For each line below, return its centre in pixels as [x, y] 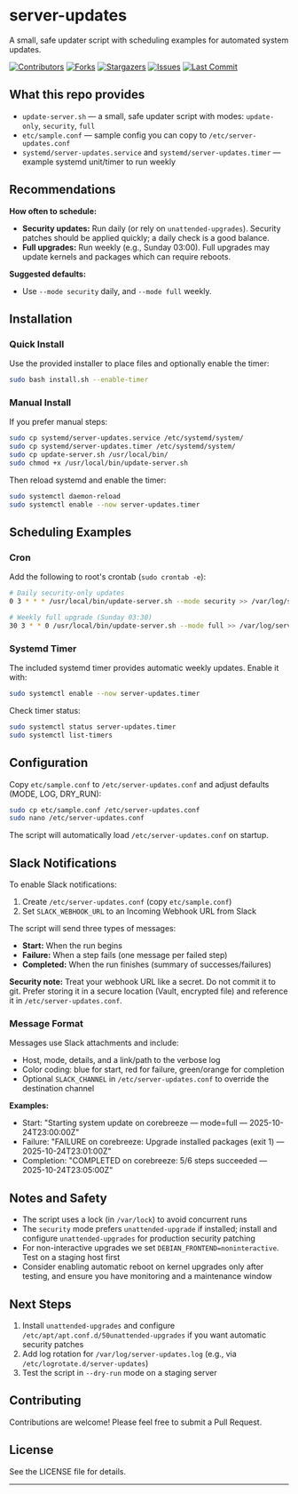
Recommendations [63, 190]
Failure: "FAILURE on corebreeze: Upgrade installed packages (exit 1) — [153, 1142]
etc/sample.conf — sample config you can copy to [114, 135]
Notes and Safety [59, 1198]
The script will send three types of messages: [93, 929]
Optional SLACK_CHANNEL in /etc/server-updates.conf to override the [145, 1079]
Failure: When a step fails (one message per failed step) [125, 955]
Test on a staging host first [71, 1258]
